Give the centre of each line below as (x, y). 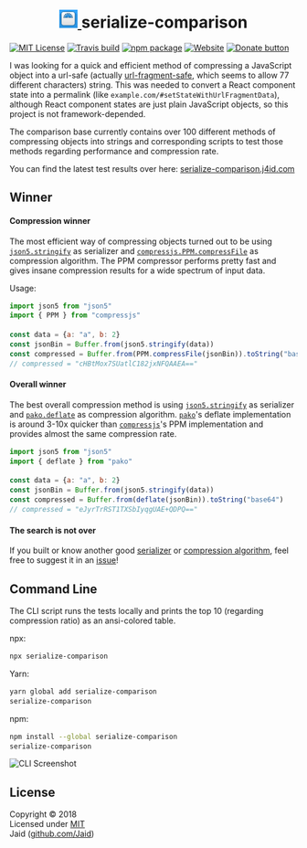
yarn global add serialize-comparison (83, 691)
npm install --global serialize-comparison (94, 737)
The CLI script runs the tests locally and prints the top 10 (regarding (137, 611)
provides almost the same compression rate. (93, 433)
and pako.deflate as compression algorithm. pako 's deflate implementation (150, 414)
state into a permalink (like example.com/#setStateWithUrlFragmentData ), (145, 94)
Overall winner (38, 385)
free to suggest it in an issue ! (64, 560)
